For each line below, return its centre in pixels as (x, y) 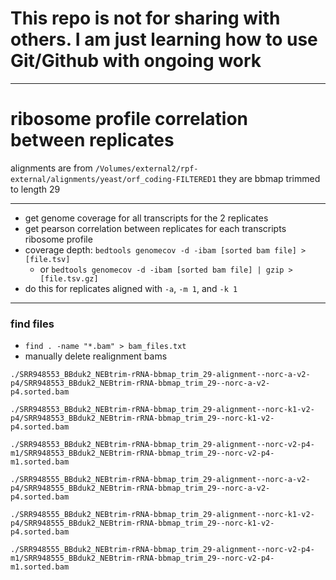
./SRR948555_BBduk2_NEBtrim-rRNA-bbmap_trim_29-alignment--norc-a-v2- (160, 480)
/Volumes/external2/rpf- (146, 168)
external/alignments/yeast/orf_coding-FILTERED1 (113, 179)
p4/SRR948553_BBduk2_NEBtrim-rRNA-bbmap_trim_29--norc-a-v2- (140, 383)
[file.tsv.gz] (69, 278)
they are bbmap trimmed (269, 178)
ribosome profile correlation (129, 119)
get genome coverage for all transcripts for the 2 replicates (146, 218)
